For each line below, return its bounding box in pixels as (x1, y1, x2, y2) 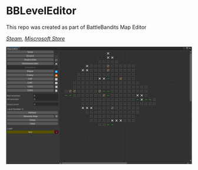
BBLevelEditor (6, 4, 77, 18)
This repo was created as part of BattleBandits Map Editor (6, 24, 147, 31)
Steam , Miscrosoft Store (6, 35, 65, 42)
